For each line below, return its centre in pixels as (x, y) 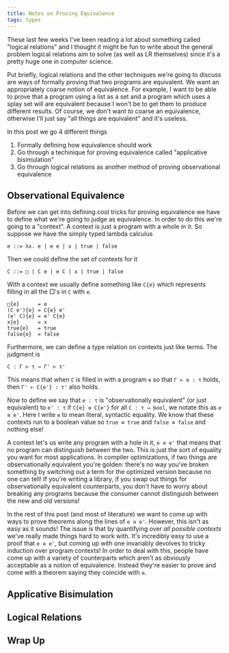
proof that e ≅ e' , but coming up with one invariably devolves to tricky (106, 543)
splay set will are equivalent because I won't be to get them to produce (107, 104)
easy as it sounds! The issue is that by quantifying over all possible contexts (114, 529)
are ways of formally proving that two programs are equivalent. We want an (113, 82)
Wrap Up (26, 641)
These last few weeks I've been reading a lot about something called (104, 39)
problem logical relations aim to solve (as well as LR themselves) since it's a (114, 54)
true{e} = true (32, 329)
